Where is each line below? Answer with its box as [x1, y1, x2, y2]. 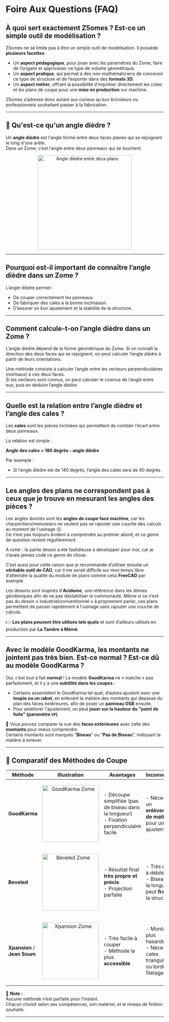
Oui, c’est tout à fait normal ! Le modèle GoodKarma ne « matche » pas [6, 674, 153, 680]
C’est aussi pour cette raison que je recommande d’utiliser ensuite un [6, 562, 148, 568]
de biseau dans [104, 803, 140, 810]
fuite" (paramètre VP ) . [13, 711, 59, 717]
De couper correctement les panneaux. [13, 294, 94, 300]
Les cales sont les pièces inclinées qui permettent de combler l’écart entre [6, 423, 160, 429]
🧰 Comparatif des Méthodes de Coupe [6, 757, 127, 765]
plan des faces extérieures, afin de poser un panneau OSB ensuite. [13, 700, 152, 706]
